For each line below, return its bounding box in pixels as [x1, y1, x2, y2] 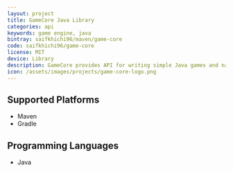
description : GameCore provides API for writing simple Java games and [7, 62, 218, 69]
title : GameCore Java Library [7, 17, 95, 24]
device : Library [7, 55, 54, 62]
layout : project [7, 10, 54, 17]
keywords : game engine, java [7, 29, 92, 37]
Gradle [17, 119, 37, 128]
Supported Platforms [7, 94, 100, 105]
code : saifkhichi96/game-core [7, 42, 95, 49]
